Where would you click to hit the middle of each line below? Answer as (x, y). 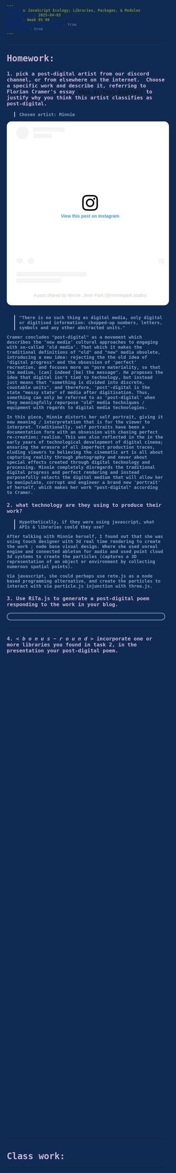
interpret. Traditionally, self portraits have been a (76, 427)
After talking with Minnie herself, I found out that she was (85, 536)
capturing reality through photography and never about (77, 457)
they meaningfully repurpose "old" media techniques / (76, 403)
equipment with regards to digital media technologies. (77, 408)
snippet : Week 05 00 (28, 20)
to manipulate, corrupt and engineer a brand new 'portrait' (84, 482)
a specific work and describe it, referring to (76, 86)
